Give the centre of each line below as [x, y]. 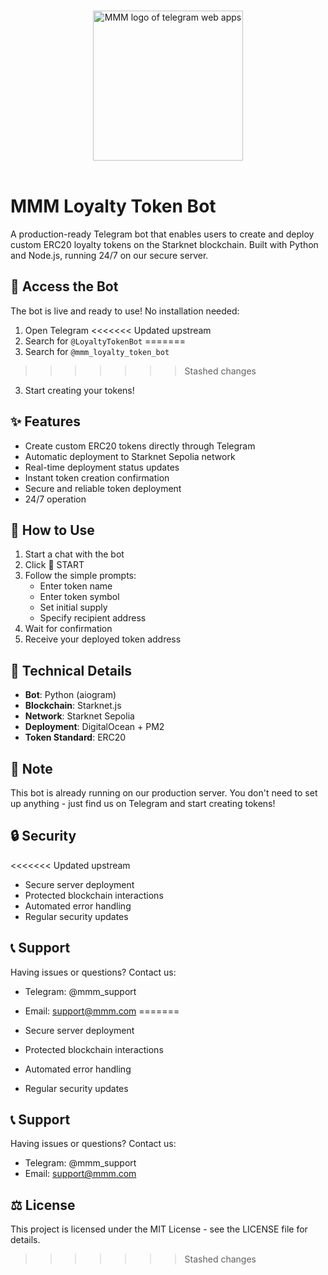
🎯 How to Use [52, 530]
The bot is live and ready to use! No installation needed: [125, 311]
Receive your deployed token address [103, 639]
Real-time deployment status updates [102, 467]
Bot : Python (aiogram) [70, 695]
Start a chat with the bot [74, 554]
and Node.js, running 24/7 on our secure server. [109, 255]
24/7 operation [55, 499]
